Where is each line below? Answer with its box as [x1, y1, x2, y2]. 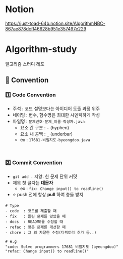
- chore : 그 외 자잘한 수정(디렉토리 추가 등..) [5, 230, 97, 235]
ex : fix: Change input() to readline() [20, 185, 104, 191]
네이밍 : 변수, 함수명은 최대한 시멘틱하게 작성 [12, 112, 100, 118]
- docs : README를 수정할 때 [5, 219, 64, 224]
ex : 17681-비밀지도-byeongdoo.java [20, 136, 91, 142]
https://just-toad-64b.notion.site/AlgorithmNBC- [5, 20, 106, 26]
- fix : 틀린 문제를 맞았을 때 [5, 214, 66, 219]
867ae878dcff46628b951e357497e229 [5, 25, 87, 31]
